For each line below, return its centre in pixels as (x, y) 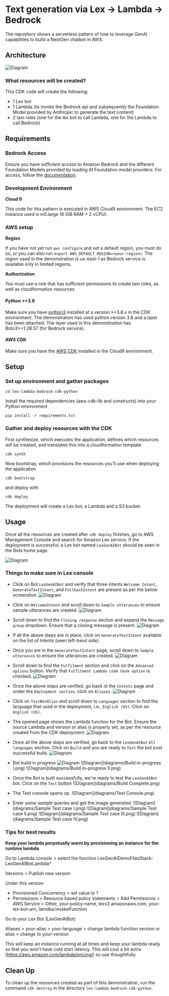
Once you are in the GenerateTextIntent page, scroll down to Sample (83, 650)
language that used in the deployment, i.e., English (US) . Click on (81, 706)
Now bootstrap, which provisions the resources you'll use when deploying (82, 463)
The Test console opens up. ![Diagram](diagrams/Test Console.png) (83, 793)
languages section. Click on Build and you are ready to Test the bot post (87, 747)
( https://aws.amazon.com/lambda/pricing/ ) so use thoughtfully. (71, 955)
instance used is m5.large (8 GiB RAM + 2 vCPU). (57, 214)
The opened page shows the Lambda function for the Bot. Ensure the (84, 721)
